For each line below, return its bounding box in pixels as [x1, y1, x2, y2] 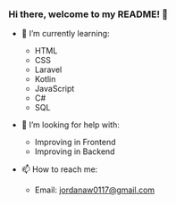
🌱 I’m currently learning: [21, 29, 110, 39]
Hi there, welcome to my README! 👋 [8, 8, 169, 20]
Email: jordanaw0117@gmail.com [34, 184, 155, 195]
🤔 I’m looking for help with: [21, 119, 120, 130]
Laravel [34, 64, 63, 75]
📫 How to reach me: [21, 164, 98, 175]
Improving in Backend [34, 146, 115, 157]
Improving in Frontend [34, 137, 117, 148]
